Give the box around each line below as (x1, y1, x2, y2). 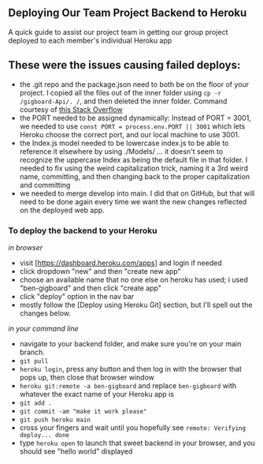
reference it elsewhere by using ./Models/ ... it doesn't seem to (19, 146, 224, 156)
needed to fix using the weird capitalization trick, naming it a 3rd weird (19, 163, 248, 173)
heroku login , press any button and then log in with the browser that (19, 364, 243, 373)
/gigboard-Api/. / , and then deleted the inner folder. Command (19, 96, 228, 106)
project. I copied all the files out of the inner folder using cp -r (19, 88, 222, 97)
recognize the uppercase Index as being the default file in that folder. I (19, 155, 248, 164)
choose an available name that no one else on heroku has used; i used (19, 275, 248, 284)
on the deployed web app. (19, 205, 105, 215)
